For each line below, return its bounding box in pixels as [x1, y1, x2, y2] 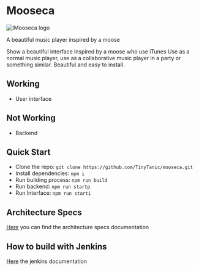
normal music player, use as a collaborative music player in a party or [6, 54, 181, 61]
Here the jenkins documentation [6, 257, 88, 265]
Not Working [6, 113, 56, 124]
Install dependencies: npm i [15, 170, 84, 177]
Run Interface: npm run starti [15, 189, 91, 197]
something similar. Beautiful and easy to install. [6, 61, 125, 68]
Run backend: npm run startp [15, 183, 91, 190]
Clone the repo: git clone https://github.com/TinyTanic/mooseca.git [15, 163, 193, 171]
